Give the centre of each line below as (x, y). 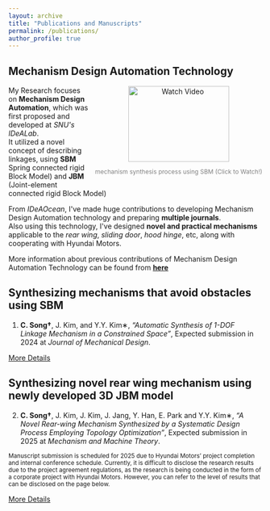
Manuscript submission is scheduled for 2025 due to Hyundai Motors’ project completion (132, 456)
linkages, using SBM (42, 159)
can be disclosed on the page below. (59, 484)
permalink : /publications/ (54, 31)
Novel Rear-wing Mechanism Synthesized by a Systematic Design (130, 424)
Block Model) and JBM (46, 176)
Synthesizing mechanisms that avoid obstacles (130, 293)
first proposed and (39, 116)
